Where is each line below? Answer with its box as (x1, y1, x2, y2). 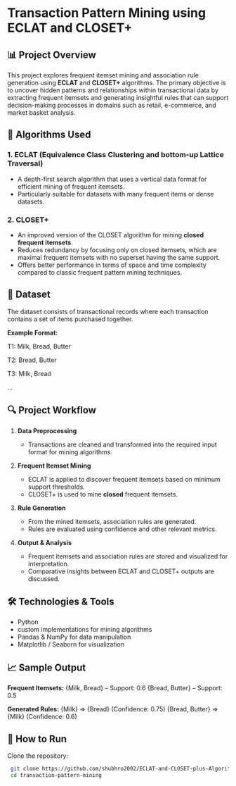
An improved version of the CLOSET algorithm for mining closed (17, 230, 204, 239)
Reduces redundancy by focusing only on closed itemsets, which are (17, 245, 218, 254)
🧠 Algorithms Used (7, 129, 91, 141)
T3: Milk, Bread (7, 369, 51, 378)
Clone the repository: (7, 751, 69, 760)
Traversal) (7, 158, 44, 168)
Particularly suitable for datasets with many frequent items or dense (17, 189, 214, 198)
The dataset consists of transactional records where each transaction (7, 307, 209, 316)
